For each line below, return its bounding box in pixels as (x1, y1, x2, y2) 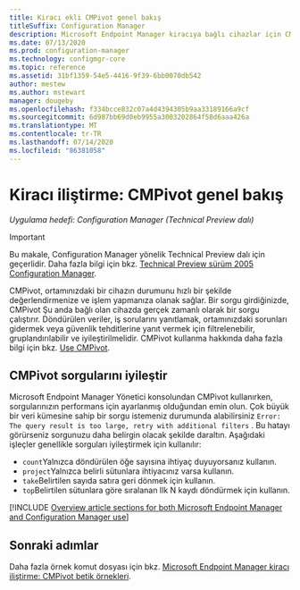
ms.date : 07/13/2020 (9, 38, 87, 47)
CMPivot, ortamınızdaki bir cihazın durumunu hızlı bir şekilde (9, 285, 232, 296)
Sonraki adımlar (9, 537, 99, 552)
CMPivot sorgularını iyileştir (9, 367, 168, 383)
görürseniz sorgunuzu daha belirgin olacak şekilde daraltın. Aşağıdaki (9, 430, 265, 441)
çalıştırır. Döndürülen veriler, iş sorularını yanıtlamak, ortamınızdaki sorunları (9, 314, 287, 324)
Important (9, 232, 46, 242)
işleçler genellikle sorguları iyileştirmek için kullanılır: (9, 439, 202, 450)
